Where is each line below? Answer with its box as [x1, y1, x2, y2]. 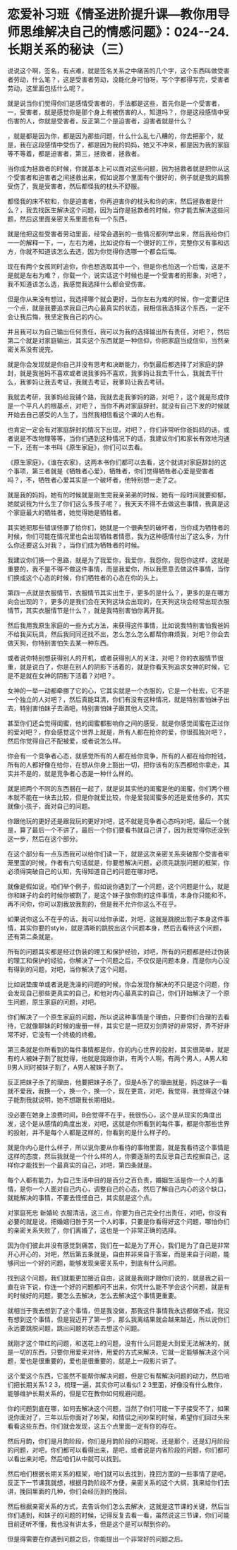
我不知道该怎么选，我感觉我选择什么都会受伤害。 [7, 279, 150, 288]
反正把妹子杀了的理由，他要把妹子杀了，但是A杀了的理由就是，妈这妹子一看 [7, 1077, 228, 1086]
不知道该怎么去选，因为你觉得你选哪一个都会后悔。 [31, 247, 181, 255]
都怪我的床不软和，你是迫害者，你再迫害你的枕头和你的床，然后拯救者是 [7, 197, 217, 205]
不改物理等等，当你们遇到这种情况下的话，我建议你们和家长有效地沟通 [25, 434, 230, 442]
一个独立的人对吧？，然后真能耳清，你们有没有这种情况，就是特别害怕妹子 [7, 695, 224, 703]
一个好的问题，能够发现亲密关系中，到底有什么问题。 [25, 1259, 181, 1267]
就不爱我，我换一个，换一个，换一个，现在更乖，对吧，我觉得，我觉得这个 [7, 1086, 224, 1095]
